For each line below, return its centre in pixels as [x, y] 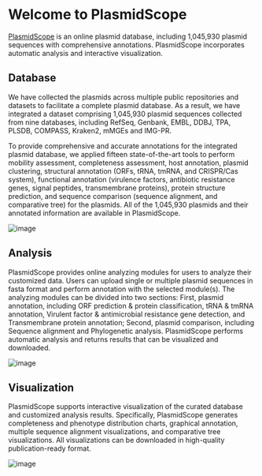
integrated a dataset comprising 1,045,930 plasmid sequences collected [125, 114]
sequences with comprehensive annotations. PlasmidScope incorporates [127, 44]
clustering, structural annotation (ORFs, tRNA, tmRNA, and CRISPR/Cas [123, 171]
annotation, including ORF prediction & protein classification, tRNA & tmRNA [131, 305]
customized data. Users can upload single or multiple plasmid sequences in [131, 280]
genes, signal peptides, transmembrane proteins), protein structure [117, 188]
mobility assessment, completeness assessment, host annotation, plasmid [129, 163]
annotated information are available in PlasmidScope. [94, 213]
